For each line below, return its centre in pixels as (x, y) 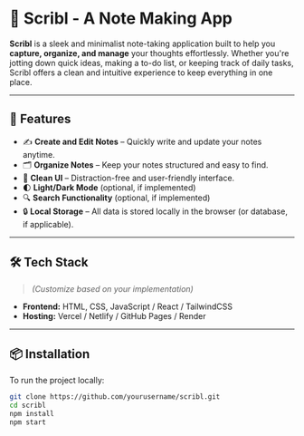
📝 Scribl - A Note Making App (121, 19)
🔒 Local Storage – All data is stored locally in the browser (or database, (155, 211)
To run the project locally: (57, 381)
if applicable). (48, 224)
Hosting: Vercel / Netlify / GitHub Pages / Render (114, 315)
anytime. (39, 154)
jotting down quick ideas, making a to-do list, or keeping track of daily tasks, (152, 63)
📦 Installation (50, 354)
